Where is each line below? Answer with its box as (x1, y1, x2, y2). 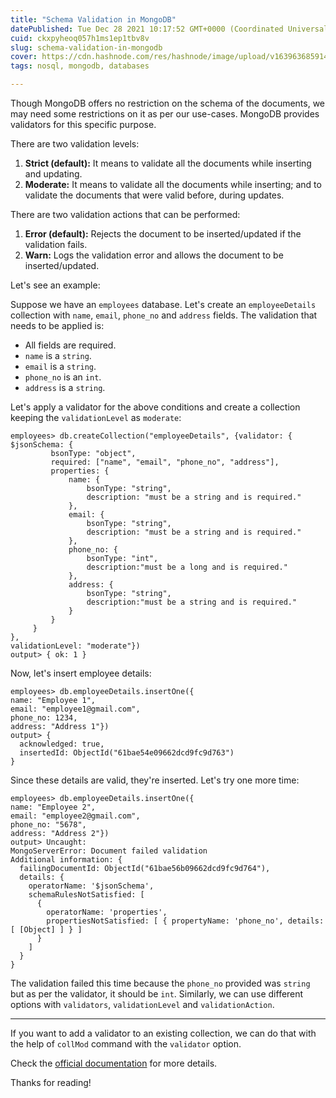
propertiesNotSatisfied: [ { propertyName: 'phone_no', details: (46, 916, 325, 926)
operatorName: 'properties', (46, 907, 168, 917)
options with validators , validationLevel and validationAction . (10, 999, 275, 1010)
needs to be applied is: (10, 320, 105, 331)
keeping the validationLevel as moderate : (10, 412, 182, 423)
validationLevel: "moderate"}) (10, 641, 141, 651)
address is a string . (24, 382, 106, 393)
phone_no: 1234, (10, 713, 78, 723)
